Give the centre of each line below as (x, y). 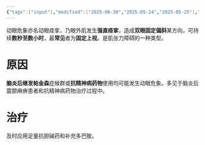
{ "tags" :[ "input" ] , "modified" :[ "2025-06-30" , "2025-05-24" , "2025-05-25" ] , (102, 12)
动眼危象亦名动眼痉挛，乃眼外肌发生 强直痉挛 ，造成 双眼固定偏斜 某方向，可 (100, 30)
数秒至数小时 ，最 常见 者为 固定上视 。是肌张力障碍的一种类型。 (89, 38)
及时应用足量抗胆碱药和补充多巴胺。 (52, 136)
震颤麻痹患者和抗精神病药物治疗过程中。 (57, 91)
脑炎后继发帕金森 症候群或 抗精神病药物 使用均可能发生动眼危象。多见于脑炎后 (103, 83)
